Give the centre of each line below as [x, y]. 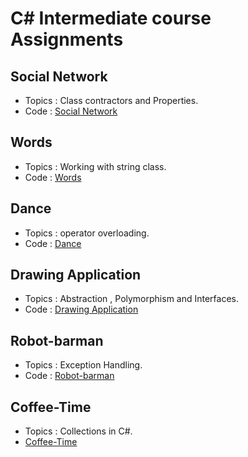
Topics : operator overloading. [87, 233]
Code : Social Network [71, 111]
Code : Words [53, 177]
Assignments [67, 39]
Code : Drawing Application [81, 309]
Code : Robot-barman [69, 376]
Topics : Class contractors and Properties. [111, 100]
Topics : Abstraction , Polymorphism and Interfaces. [132, 299]
